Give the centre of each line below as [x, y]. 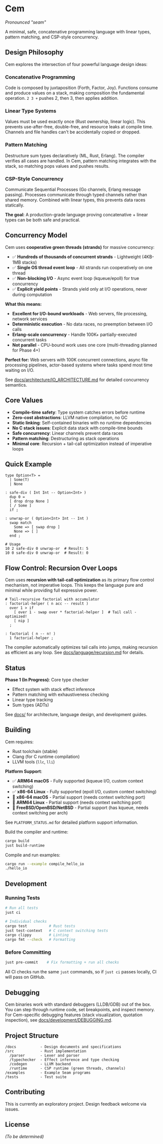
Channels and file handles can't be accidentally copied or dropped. [73, 132]
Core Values [24, 401]
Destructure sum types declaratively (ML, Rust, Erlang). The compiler [75, 155]
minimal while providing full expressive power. [51, 590]
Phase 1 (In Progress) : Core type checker [47, 680]
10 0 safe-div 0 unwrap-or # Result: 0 [47, 553]
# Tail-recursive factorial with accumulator [52, 600]
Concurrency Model [36, 235]
